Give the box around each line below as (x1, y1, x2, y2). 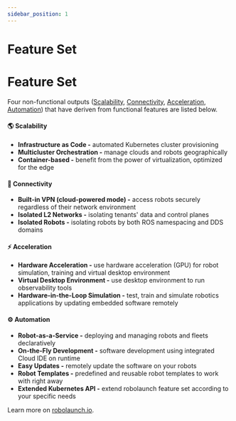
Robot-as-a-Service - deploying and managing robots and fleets (17, 331, 208, 340)
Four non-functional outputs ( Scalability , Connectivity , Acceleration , (7, 97, 206, 106)
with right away (17, 376, 63, 385)
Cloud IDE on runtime (17, 354, 80, 362)
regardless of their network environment (17, 203, 136, 211)
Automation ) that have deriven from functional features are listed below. (7, 105, 218, 113)
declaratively (17, 338, 55, 347)
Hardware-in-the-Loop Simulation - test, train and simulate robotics (17, 291, 219, 300)
